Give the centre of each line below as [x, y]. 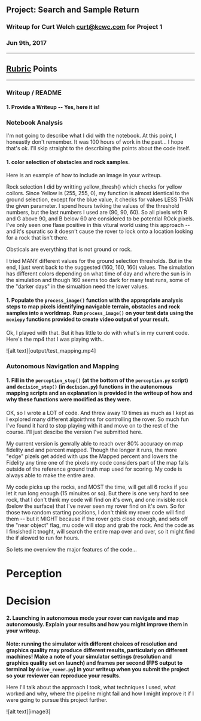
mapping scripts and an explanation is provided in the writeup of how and [99, 393]
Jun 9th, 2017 [26, 43]
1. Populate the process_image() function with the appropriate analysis [95, 300]
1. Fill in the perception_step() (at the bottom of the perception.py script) [97, 380]
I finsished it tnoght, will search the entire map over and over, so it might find [100, 531]
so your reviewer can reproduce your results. [63, 675]
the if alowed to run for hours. [43, 538]
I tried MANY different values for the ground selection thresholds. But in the [99, 261]
